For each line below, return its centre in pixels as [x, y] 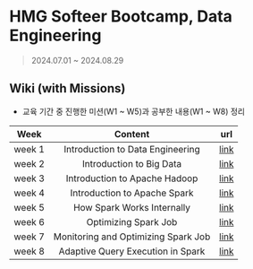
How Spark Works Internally [131, 207]
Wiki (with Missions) [67, 88]
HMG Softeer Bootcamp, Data [121, 17]
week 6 [29, 221]
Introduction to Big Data [131, 163]
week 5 [29, 207]
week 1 [29, 149]
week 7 [29, 237]
